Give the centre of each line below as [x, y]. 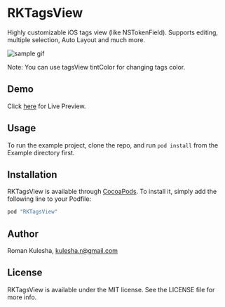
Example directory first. [41, 152]
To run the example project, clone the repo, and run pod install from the [113, 145]
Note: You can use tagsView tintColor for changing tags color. [96, 67]
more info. [22, 297]
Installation [32, 175]
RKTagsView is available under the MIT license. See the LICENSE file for [111, 289]
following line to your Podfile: [49, 199]
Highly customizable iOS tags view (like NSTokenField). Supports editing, [113, 32]
